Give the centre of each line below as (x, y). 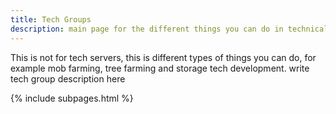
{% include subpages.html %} (72, 98)
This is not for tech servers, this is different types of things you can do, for (163, 57)
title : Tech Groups (51, 19)
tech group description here (68, 78)
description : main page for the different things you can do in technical (169, 29)
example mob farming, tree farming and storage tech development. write (160, 68)
